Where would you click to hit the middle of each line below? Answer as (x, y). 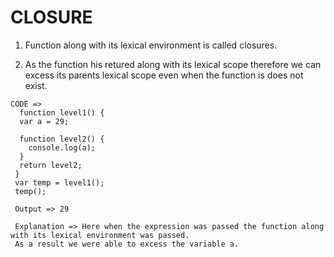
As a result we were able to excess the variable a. (127, 244)
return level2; (51, 165)
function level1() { (62, 112)
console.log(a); (62, 147)
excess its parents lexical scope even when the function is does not (164, 75)
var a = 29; (44, 121)
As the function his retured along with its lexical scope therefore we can (173, 64)
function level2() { (62, 139)
